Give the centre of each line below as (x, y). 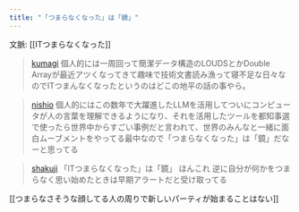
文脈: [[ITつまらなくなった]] (60, 44)
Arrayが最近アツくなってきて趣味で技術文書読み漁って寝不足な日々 (154, 74)
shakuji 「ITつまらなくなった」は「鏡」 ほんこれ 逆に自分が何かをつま (161, 168)
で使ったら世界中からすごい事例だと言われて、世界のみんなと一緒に (156, 127)
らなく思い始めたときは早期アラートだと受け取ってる (129, 179)
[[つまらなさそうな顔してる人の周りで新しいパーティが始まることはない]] (144, 199)
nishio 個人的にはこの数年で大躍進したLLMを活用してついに (141, 105)
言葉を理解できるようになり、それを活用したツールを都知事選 (176, 115)
